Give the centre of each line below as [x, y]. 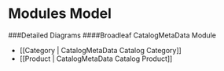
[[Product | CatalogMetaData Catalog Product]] [96, 59]
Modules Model [60, 14]
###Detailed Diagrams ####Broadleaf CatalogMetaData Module [112, 35]
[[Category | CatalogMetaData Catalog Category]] [101, 50]
